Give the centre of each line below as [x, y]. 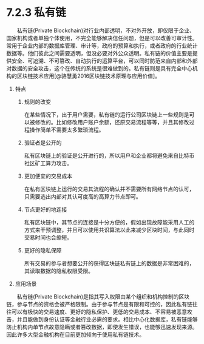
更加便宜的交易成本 [48, 176]
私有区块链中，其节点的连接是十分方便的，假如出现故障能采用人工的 [109, 222]
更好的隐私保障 [43, 250]
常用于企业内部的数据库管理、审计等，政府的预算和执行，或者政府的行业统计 [102, 46]
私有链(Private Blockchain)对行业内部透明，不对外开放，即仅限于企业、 [106, 30]
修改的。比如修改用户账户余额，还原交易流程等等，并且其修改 [112, 122]
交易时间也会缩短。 [48, 237]
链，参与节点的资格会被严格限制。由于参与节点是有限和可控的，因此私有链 [99, 304]
